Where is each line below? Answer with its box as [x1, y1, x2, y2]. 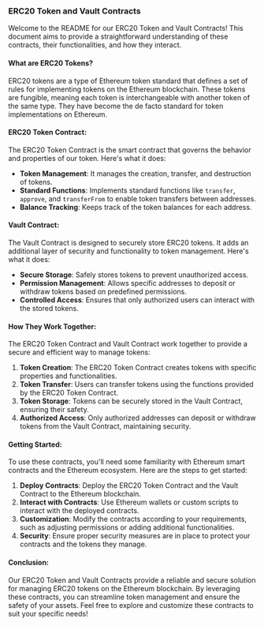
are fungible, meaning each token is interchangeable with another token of [8, 92, 251, 102]
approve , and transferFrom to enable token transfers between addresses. [19, 193, 256, 203]
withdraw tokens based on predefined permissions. [19, 287, 187, 296]
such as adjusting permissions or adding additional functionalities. [19, 523, 235, 532]
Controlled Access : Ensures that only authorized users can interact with [19, 294, 255, 305]
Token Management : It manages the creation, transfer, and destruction [19, 168, 251, 178]
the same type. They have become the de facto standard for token [8, 101, 224, 111]
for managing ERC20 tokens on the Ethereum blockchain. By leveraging [8, 583, 240, 593]
